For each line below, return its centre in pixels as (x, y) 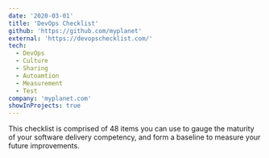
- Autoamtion (37, 76)
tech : (17, 46)
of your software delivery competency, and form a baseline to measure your (134, 137)
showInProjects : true (45, 106)
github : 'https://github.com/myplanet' (75, 31)
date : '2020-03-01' (41, 16)
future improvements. (44, 146)
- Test (27, 91)
